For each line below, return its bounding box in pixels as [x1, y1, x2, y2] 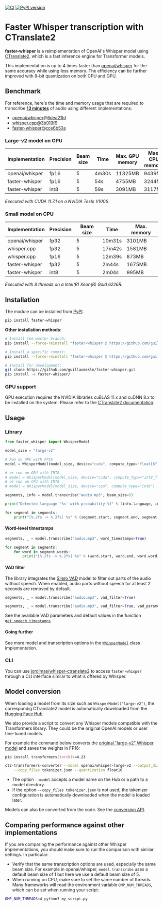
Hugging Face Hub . [5, 711, 44, 717]
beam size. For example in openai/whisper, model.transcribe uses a [12, 867, 148, 872]
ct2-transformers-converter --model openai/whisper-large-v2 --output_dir [5, 763, 160, 768]
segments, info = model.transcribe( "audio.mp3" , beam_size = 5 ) [5, 493, 133, 498]
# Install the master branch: [5, 336, 66, 341]
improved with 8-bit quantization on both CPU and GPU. [5, 73, 117, 79]
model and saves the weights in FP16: [5, 745, 81, 751]
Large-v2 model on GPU [5, 137, 63, 144]
